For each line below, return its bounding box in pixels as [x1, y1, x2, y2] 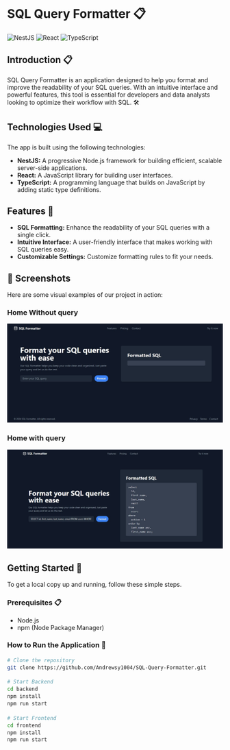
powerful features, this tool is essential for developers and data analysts [7, 90, 210, 99]
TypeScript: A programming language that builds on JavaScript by [16, 178, 205, 186]
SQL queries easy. [16, 245, 69, 254]
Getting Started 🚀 [7, 562, 83, 574]
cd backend [7, 686, 38, 693]
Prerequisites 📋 [7, 598, 62, 607]
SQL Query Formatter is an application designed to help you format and [7, 75, 209, 84]
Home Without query [7, 308, 79, 317]
